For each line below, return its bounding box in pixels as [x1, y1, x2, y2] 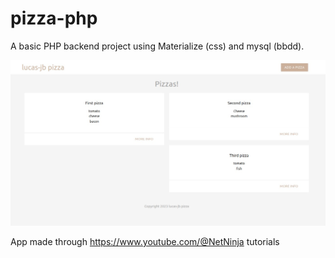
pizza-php [10, 7, 98, 30]
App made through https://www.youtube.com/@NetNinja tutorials [10, 236, 280, 248]
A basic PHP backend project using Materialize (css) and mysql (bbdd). [10, 40, 305, 52]
